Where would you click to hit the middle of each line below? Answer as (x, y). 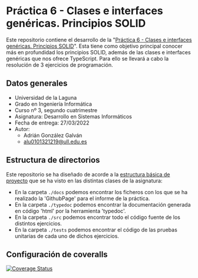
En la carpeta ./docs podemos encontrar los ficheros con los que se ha (101, 192)
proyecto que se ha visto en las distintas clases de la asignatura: (84, 181)
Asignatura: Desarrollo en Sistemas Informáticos (73, 116)
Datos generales (37, 84)
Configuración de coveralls (57, 254)
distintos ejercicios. (38, 223)
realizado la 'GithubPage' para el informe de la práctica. (82, 198)
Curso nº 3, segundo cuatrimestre (56, 110)
